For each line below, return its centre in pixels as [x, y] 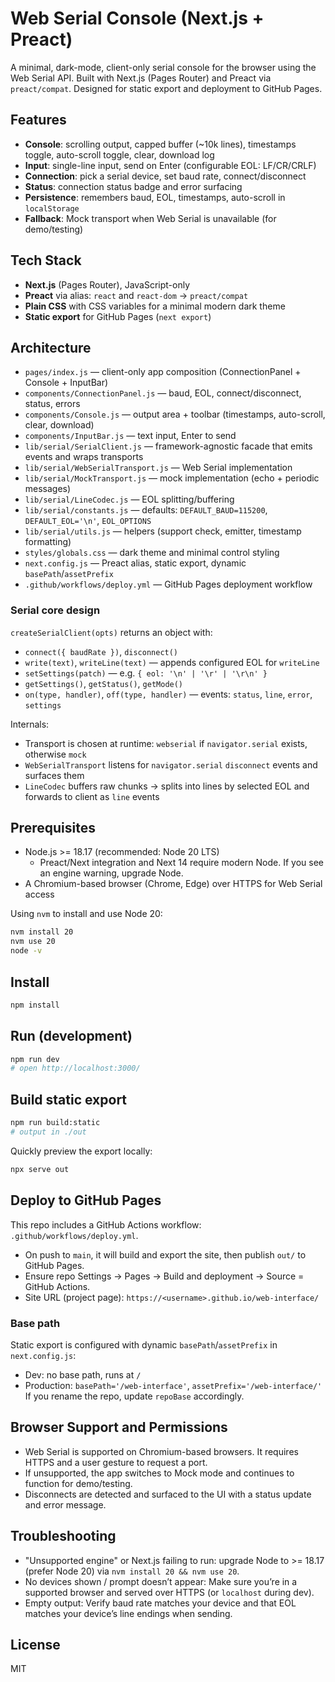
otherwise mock [55, 754]
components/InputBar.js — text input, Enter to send [130, 436]
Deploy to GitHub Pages [86, 1200]
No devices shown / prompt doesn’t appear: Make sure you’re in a [161, 1581]
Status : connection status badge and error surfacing [133, 186]
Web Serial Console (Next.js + [137, 18]
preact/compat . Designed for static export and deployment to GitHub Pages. [166, 88]
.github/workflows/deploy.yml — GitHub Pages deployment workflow [168, 584]
